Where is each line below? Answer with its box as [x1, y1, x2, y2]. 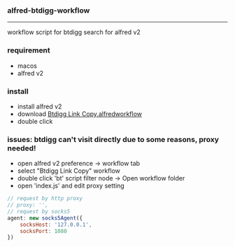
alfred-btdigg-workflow [7, 6, 90, 15]
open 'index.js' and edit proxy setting [17, 181, 124, 190]
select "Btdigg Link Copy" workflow [17, 167, 121, 175]
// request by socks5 [7, 208, 71, 215]
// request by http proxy [7, 195, 83, 202]
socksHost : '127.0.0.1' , [20, 221, 92, 228]
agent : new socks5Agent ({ [7, 214, 83, 222]
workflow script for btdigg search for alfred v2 [7, 28, 141, 36]
